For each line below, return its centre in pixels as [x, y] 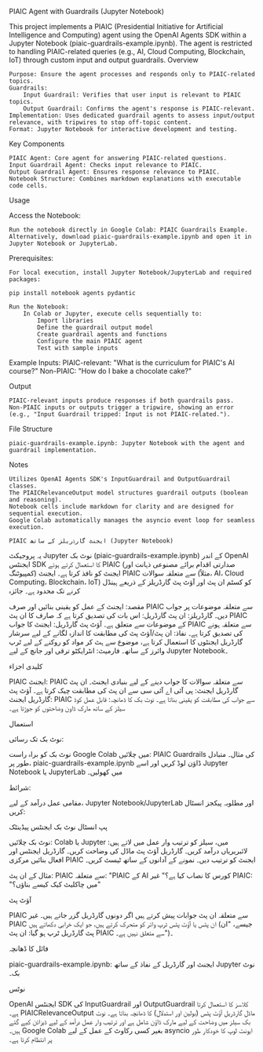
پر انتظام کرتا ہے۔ [31, 1039]
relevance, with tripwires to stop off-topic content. [100, 122]
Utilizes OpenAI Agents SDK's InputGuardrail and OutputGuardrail [120, 479]
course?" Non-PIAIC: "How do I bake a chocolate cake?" [100, 371]
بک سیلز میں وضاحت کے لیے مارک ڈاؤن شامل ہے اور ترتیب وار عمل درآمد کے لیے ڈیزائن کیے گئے [130, 1021]
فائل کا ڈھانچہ [29, 948]
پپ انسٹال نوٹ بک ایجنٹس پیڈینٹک [58, 827]
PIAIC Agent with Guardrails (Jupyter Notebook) [86, 11]
